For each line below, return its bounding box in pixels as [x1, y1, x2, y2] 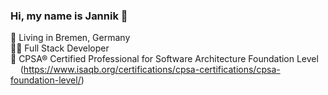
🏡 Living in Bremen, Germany [10, 32, 131, 44]
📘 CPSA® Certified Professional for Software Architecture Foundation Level [10, 53, 319, 65]
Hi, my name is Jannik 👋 [10, 9, 128, 23]
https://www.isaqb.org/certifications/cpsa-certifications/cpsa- [23, 64, 281, 76]
